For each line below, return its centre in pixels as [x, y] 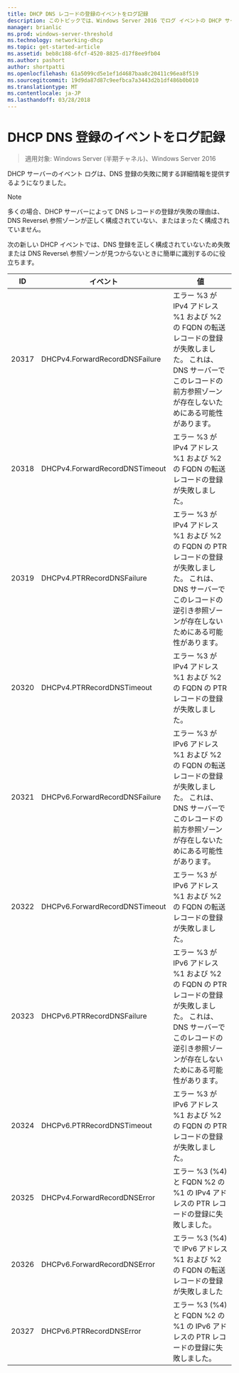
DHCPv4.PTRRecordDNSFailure [94, 578]
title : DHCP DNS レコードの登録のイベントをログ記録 [78, 14]
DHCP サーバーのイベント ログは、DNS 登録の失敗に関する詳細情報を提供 [116, 173]
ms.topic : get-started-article [54, 47]
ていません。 [26, 229]
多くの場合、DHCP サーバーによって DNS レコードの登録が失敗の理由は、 [116, 212]
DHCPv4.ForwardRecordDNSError [98, 1197]
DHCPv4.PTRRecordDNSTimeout [97, 687]
